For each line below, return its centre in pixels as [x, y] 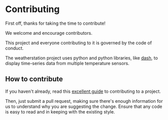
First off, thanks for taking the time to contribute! [55, 23]
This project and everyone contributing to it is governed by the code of [78, 43]
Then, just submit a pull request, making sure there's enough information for [84, 101]
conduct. [15, 48]
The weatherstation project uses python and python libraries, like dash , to [82, 58]
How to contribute [34, 79]
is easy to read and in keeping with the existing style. [60, 111]
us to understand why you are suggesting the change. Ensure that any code [84, 106]
